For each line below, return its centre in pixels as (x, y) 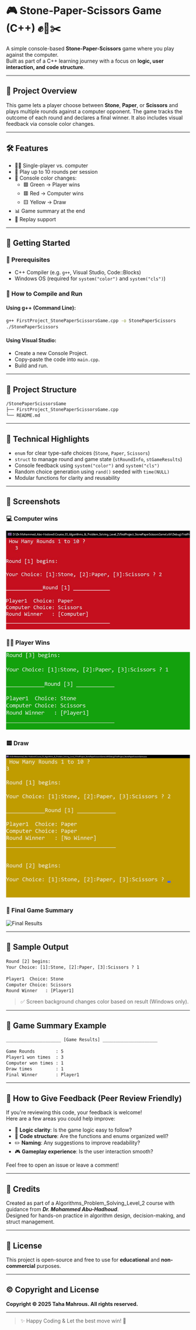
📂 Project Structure (41, 389)
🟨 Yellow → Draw (45, 202)
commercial (21, 1266)
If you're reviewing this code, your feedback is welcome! (74, 1112)
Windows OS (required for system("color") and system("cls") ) (90, 279)
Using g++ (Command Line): (41, 308)
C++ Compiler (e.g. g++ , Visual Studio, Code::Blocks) (78, 273)
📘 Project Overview (42, 91)
